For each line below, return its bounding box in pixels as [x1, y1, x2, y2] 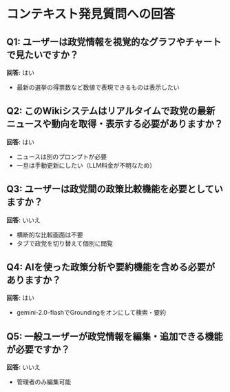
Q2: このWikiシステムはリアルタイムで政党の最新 [6, 105, 216, 117]
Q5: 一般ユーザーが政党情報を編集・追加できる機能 [6, 331, 223, 342]
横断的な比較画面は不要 [16, 231, 83, 239]
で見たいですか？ [6, 49, 79, 61]
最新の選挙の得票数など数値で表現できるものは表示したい [16, 84, 180, 91]
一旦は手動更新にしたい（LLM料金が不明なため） [16, 161, 156, 169]
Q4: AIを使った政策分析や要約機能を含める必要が [6, 262, 216, 273]
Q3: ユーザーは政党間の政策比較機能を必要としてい [6, 184, 223, 195]
